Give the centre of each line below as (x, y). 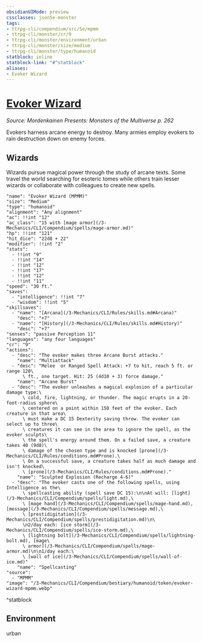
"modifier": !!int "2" (35, 244)
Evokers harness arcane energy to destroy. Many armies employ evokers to (100, 132)
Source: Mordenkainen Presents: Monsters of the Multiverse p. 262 (90, 121)
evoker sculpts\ (27, 435)
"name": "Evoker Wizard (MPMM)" (47, 196)
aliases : (17, 68)
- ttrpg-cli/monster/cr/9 (39, 35)
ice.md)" (17, 562)
